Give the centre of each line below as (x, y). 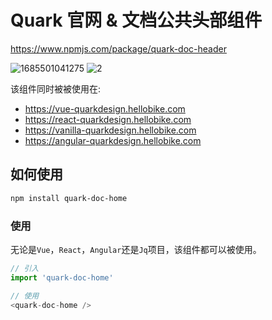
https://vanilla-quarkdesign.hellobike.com (110, 130)
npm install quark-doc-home (69, 198)
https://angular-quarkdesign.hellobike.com (113, 140)
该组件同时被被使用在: (56, 88)
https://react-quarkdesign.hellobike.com (108, 119)
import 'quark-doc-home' (62, 277)
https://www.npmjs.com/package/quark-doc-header (118, 48)
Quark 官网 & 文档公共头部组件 (136, 20)
